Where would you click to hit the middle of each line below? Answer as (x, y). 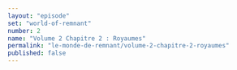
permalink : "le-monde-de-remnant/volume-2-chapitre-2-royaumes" (118, 46)
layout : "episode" (39, 16)
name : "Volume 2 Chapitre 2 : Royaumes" (77, 38)
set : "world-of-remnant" (50, 23)
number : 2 (24, 31)
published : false (37, 53)
